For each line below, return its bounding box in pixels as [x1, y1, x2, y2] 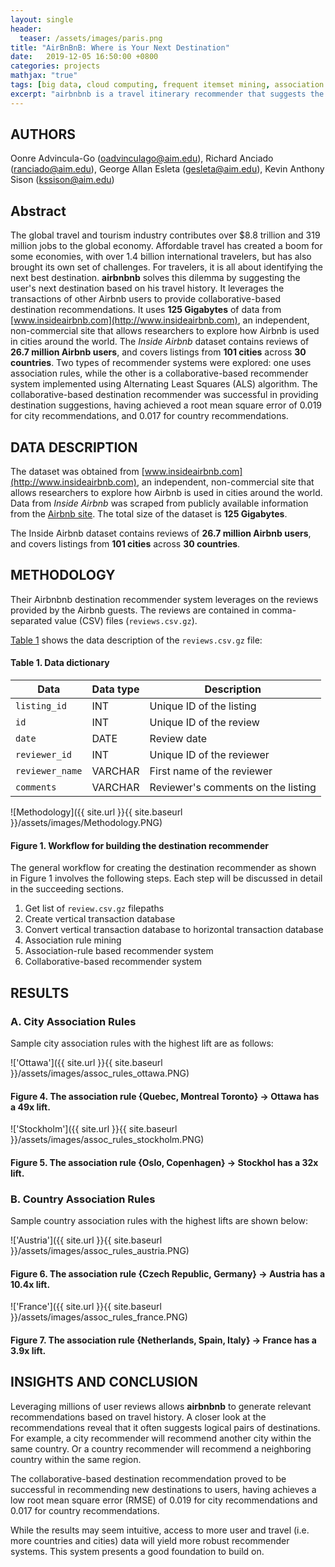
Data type [91, 682, 140, 696]
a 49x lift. [10, 1101, 51, 1113]
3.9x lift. [10, 1344, 47, 1356]
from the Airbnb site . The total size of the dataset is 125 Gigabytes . [10, 508, 288, 520]
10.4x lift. [10, 1278, 51, 1290]
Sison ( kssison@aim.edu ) [10, 174, 115, 186]
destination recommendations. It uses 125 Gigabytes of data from [10, 304, 282, 316]
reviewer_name [15, 766, 83, 777]
